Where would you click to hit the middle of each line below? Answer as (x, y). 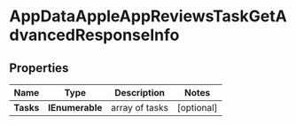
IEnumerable (75, 108)
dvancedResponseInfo (94, 35)
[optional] (197, 108)
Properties (39, 68)
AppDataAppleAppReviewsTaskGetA (148, 16)
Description (140, 93)
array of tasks (139, 108)
